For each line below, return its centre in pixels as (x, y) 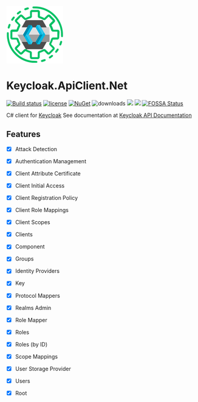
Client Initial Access (40, 185)
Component (30, 247)
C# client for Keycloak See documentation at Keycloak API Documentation (99, 115)
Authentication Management (51, 161)
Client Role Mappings (42, 210)
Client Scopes (32, 222)
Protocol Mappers (38, 295)
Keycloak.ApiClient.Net (67, 86)
